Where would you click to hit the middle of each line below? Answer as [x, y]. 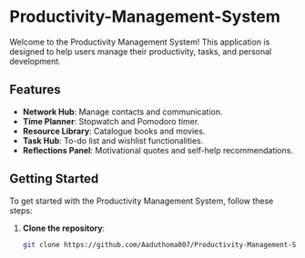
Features [35, 89]
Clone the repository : [64, 228]
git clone [41, 244]
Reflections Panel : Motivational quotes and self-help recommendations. [158, 150]
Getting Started [54, 179]
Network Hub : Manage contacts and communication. [122, 112]
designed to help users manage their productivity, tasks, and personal [141, 51]
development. [35, 61]
